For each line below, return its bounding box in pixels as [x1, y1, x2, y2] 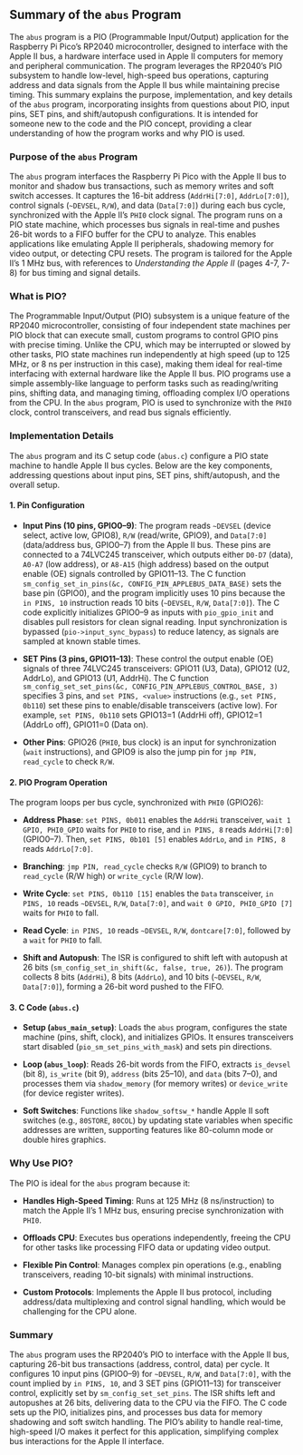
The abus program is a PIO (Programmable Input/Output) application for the [9, 31, 289, 42]
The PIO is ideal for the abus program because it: [9, 1177, 191, 1188]
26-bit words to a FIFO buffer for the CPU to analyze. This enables [9, 229, 257, 239]
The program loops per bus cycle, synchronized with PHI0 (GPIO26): [9, 797, 264, 808]
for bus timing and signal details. [19, 268, 141, 278]
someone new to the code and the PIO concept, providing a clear [9, 118, 252, 129]
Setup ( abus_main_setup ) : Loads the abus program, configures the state [22, 1022, 288, 1033]
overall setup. [9, 479, 61, 490]
